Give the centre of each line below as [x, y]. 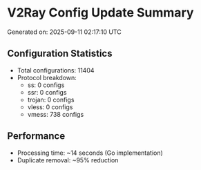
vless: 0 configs [50, 107]
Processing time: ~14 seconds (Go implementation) [90, 153]
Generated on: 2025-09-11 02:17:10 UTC [65, 32]
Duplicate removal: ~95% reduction [68, 160]
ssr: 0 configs [47, 92]
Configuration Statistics [60, 54]
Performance [36, 136]
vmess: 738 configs [56, 114]
